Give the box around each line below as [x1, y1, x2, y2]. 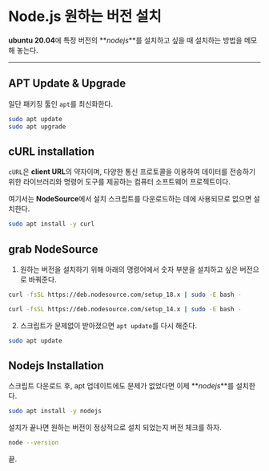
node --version [8, 439, 59, 447]
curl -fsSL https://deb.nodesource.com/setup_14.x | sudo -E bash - [8, 305, 242, 313]
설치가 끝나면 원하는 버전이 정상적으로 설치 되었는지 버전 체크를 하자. [8, 423, 222, 432]
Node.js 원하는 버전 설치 [8, 7, 162, 26]
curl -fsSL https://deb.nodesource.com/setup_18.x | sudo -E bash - [8, 290, 242, 298]
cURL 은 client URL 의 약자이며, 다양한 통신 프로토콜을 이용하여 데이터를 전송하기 [8, 167, 256, 177]
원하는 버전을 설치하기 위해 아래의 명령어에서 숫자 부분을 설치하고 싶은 [19, 265, 239, 274]
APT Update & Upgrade [8, 77, 126, 91]
